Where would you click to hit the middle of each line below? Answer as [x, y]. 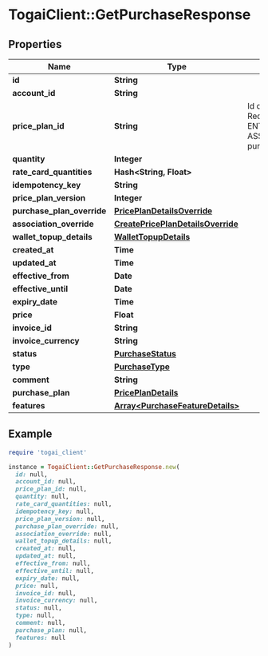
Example [30, 434]
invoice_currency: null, [57, 601]
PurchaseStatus [146, 354]
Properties [35, 44]
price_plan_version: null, [60, 519]
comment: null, [41, 623]
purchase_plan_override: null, [67, 526]
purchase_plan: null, [51, 630]
